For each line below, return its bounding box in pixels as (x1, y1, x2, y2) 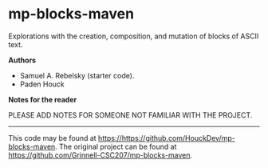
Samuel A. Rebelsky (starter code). (19, 70, 135, 80)
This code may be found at (8, 133, 97, 142)
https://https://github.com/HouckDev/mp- (98, 133, 235, 142)
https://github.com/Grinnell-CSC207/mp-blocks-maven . (8, 150, 193, 160)
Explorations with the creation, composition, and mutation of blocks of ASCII (8, 31, 259, 41)
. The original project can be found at (54, 142, 177, 151)
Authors (8, 55, 37, 65)
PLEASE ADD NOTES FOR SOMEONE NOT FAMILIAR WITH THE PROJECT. (8, 110, 253, 120)
